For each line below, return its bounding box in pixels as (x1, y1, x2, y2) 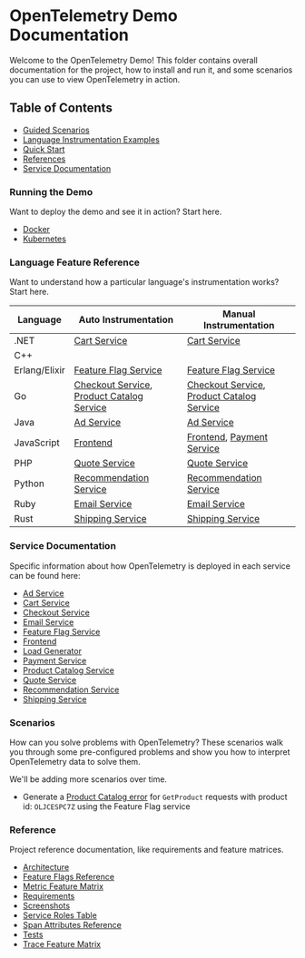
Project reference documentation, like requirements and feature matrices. (9, 845, 284, 855)
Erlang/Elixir (14, 364, 65, 376)
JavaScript (14, 436, 61, 449)
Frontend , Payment (186, 431, 268, 444)
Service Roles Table (22, 910, 97, 921)
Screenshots (22, 900, 71, 912)
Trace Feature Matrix (22, 939, 102, 950)
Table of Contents (9, 101, 113, 116)
